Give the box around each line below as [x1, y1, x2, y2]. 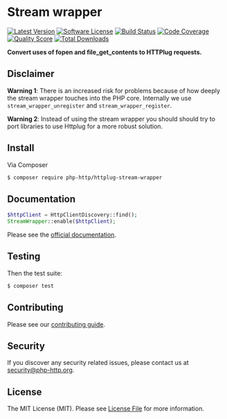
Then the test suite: [7, 268, 62, 277]
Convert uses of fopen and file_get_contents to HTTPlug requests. [7, 48, 202, 56]
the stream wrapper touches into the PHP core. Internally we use [7, 94, 192, 102]
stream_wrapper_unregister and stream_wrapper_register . [7, 101, 172, 110]
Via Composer [7, 160, 48, 169]
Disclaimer [7, 68, 55, 80]
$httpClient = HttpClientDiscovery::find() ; [7, 212, 138, 219]
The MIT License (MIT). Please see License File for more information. [7, 404, 204, 413]
